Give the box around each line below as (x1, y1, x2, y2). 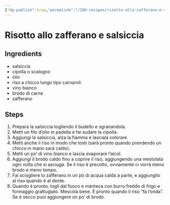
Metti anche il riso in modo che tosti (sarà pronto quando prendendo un (12, 140, 162, 146)
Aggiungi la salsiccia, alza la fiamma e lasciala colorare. (12, 134, 128, 140)
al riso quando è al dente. (12, 178, 65, 184)
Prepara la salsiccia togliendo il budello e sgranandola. (12, 124, 126, 130)
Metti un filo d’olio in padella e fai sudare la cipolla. (12, 129, 118, 135)
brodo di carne (12, 90, 44, 96)
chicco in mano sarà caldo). (12, 145, 71, 152)
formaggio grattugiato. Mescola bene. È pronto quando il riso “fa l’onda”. (12, 189, 163, 195)
